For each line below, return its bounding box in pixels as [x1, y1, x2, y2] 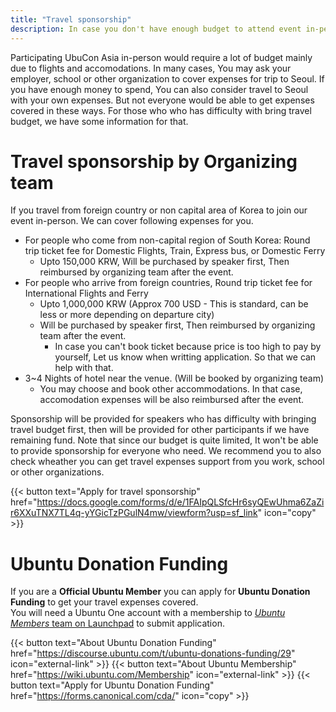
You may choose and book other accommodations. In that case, [39, 383, 303, 395]
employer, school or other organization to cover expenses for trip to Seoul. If [10, 72, 325, 85]
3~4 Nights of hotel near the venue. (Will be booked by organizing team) [24, 372, 325, 385]
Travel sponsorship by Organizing [10, 150, 298, 173]
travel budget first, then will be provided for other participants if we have [10, 424, 310, 436]
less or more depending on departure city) [39, 309, 215, 321]
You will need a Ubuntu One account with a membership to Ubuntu [10, 607, 286, 619]
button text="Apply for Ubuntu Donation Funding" [10, 679, 215, 691]
